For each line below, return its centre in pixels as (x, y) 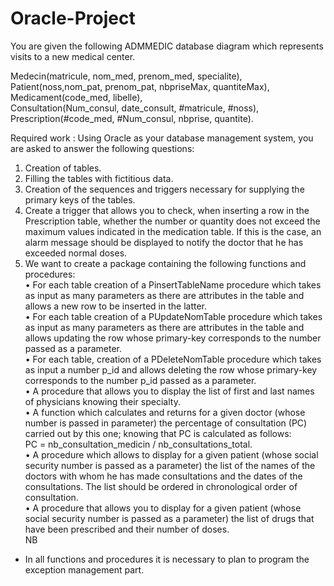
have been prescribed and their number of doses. (127, 529)
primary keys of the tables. (80, 199)
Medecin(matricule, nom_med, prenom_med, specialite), (126, 76)
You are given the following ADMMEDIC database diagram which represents (167, 46)
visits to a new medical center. (73, 56)
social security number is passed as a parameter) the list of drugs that (169, 518)
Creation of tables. (63, 168)
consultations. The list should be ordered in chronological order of (161, 486)
